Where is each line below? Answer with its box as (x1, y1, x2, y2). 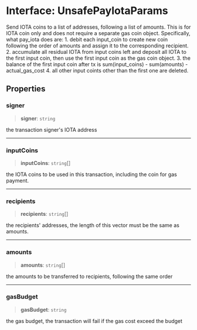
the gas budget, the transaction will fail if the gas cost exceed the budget (6, 317, 183, 324)
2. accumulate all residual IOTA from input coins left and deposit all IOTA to (6, 48, 186, 55)
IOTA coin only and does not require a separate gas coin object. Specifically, (6, 29, 191, 36)
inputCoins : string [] (20, 159, 71, 166)
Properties (6, 84, 46, 94)
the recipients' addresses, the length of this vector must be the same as (6, 222, 180, 229)
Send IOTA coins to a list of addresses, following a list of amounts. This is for (6, 23, 191, 30)
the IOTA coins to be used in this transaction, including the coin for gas (6, 171, 177, 178)
